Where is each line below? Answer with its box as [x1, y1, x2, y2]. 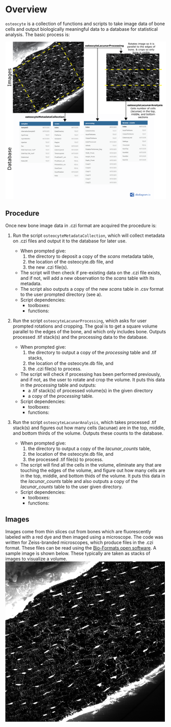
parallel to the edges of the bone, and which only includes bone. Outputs [12, 329, 166, 335]
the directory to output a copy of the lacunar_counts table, [28, 446, 152, 452]
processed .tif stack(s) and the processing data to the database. [12, 334, 148, 340]
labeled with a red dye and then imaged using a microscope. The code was [5, 534, 163, 540]
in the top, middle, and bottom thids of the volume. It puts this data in [20, 473, 165, 479]
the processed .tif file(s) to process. [28, 456, 104, 462]
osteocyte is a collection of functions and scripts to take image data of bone [5, 21, 165, 27]
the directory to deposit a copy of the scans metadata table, [28, 253, 155, 259]
